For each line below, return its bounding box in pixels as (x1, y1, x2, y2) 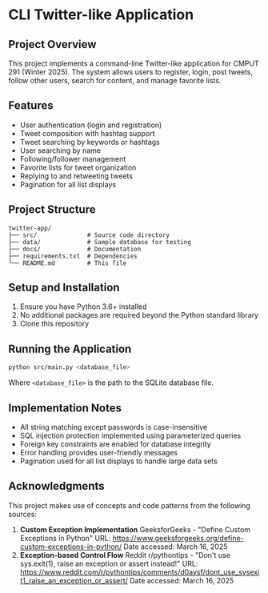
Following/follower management (19, 154, 126, 163)
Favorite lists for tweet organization (19, 162, 137, 172)
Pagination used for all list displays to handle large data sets (19, 456, 218, 466)
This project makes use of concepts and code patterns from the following (8, 500, 250, 510)
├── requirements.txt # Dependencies (8, 252, 138, 260)
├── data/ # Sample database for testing (8, 238, 192, 246)
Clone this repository (19, 319, 90, 329)
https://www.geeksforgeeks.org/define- (112, 533, 244, 543)
